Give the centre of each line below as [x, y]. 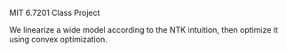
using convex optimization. [59, 39]
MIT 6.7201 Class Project [55, 13]
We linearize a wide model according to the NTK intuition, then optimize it [143, 30]
